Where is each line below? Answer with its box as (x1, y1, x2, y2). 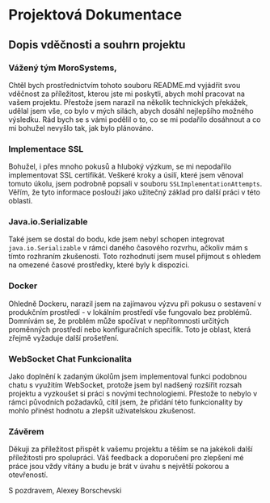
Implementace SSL (8, 143, 84, 154)
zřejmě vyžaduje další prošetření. (8, 333, 119, 342)
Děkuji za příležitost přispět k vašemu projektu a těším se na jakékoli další (8, 444, 253, 454)
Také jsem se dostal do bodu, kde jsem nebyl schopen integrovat (8, 234, 225, 244)
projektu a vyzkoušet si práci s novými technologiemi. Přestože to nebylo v (8, 389, 258, 399)
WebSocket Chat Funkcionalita (8, 353, 132, 364)
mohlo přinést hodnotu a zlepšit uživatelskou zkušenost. (8, 406, 196, 416)
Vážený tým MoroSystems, (8, 62, 117, 73)
